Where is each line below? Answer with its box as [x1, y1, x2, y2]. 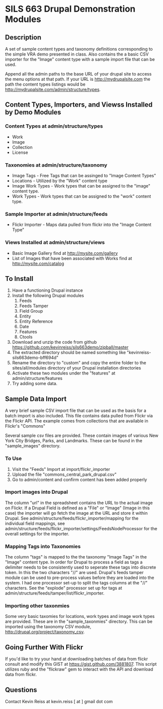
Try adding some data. [12, 381, 57, 387]
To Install [5, 274, 34, 283]
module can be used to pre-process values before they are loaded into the [5, 575, 154, 580]
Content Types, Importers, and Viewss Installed [5, 101, 153, 109]
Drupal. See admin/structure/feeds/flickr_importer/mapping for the [5, 515, 139, 521]
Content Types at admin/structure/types [5, 123, 103, 130]
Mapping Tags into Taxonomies [5, 543, 81, 550]
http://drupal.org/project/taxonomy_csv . [5, 629, 85, 635]
